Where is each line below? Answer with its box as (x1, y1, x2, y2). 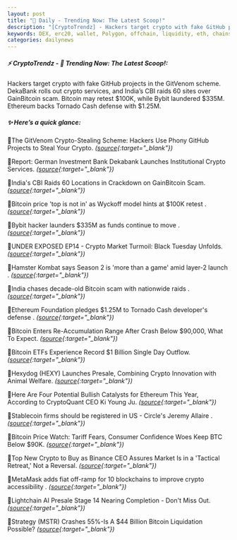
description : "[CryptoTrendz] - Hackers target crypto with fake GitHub (7, 23, 226, 30)
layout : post (7, 10, 46, 18)
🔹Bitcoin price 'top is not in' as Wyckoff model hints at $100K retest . (7, 200, 207, 208)
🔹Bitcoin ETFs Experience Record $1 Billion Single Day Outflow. (7, 348, 190, 356)
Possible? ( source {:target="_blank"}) (7, 525, 115, 534)
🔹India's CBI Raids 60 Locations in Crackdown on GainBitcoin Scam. (7, 179, 206, 187)
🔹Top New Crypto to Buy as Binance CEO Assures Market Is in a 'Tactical (7, 454, 220, 462)
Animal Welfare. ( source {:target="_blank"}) (7, 377, 133, 385)
